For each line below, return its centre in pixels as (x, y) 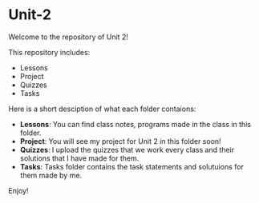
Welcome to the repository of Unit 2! (68, 37)
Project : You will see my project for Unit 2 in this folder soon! (121, 141)
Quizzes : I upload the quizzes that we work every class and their (127, 149)
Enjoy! (19, 190)
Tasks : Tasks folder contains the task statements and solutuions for (132, 166)
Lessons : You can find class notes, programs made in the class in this (135, 124)
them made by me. (51, 175)
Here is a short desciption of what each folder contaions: (102, 109)
